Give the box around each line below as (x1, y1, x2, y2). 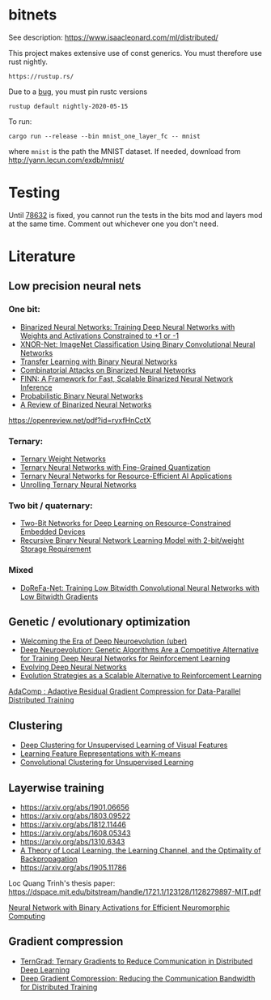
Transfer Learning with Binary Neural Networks (19, 357, 178, 366)
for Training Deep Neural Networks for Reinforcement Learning (19, 654, 231, 664)
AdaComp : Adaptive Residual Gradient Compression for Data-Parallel (8, 686, 241, 696)
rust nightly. (8, 57, 49, 66)
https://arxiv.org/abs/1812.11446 (19, 820, 127, 830)
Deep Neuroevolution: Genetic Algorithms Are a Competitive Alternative (19, 645, 259, 655)
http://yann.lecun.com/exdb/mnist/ (8, 155, 125, 165)
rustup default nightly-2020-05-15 (8, 102, 129, 110)
